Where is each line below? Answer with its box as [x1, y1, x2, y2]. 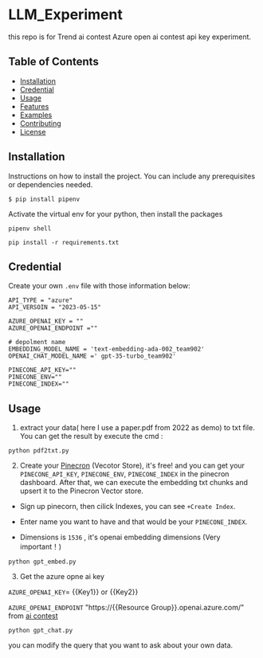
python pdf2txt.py [8, 447, 69, 455]
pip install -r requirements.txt [8, 238, 120, 246]
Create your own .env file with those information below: [8, 281, 191, 291]
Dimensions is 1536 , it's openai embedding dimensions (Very [19, 532, 221, 542]
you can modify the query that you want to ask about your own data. [8, 640, 234, 650]
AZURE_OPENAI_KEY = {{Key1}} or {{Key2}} [8, 587, 139, 597]
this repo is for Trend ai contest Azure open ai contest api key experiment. [8, 32, 252, 41]
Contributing [19, 118, 61, 128]
